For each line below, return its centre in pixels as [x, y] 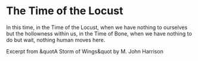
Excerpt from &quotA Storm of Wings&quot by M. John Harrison [85, 51]
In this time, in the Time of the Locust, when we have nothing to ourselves [97, 27]
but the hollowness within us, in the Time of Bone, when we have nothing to [99, 33]
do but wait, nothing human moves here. [56, 40]
